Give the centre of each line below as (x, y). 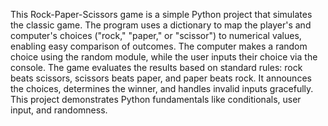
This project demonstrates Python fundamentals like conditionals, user (156, 99)
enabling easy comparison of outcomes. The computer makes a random (159, 46)
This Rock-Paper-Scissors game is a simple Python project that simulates (161, 14)
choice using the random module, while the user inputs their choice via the (164, 57)
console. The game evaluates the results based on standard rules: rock (156, 67)
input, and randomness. (59, 110)
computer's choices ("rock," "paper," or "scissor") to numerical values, (156, 35)
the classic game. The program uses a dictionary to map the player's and (161, 25)
